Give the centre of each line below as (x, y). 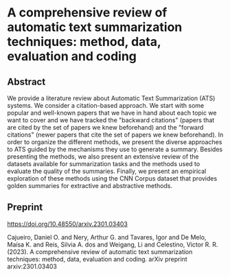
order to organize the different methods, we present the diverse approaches (115, 142)
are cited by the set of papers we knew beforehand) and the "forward (105, 127)
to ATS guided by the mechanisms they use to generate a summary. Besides (115, 149)
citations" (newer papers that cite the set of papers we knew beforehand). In (115, 135)
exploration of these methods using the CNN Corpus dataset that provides (112, 179)
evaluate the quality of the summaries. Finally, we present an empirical (107, 171)
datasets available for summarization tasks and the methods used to (104, 164)
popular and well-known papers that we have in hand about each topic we (112, 113)
